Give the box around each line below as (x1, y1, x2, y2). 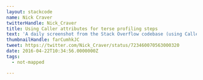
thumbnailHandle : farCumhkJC (6, 37, 80, 43)
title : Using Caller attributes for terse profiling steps (6, 25, 158, 32)
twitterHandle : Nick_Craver (6, 20, 77, 26)
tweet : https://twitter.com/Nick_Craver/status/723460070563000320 (6, 43, 180, 49)
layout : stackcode (6, 8, 53, 15)
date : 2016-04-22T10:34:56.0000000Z (6, 48, 98, 54)
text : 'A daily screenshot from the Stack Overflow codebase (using (6, 31, 182, 37)
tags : (6, 54, 20, 60)
